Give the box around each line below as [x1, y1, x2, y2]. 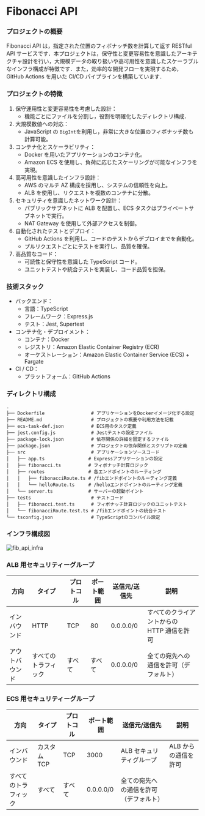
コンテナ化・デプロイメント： [15, 328, 90, 335]
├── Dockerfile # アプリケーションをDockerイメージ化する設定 [6, 410, 195, 417]
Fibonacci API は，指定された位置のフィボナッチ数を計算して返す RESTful [6, 42, 192, 50]
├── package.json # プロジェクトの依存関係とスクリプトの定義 [6, 443, 188, 449]
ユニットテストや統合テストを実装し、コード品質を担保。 [24, 265, 169, 273]
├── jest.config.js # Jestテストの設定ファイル [6, 430, 153, 436]
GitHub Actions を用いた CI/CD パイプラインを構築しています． [6, 73, 165, 80]
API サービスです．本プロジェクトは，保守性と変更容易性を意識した [6, 50, 177, 58]
